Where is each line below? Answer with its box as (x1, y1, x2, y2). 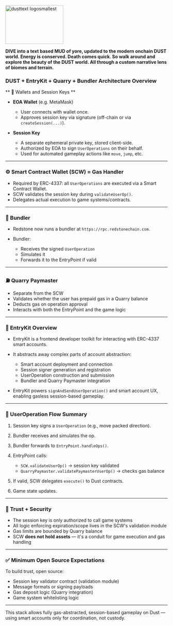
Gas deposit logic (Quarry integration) (12, 589, 94, 596)
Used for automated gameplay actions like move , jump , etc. (20, 151, 143, 157)
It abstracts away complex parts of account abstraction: (12, 351, 132, 357)
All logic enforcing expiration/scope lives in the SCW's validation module (12, 523, 167, 529)
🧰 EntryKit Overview (5, 324, 58, 331)
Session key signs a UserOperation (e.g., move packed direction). (12, 422, 151, 428)
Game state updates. (12, 488, 58, 494)
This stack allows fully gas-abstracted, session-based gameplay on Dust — (5, 610, 166, 616)
